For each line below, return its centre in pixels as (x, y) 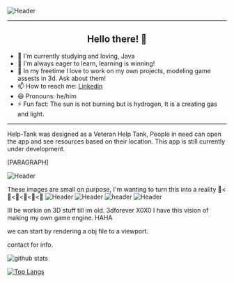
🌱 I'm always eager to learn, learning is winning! (86, 63)
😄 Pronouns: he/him (47, 96)
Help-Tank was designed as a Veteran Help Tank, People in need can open (114, 134)
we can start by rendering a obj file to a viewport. (78, 231)
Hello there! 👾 (117, 39)
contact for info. (30, 245)
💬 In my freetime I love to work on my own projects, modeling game (114, 70)
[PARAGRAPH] (28, 162)
